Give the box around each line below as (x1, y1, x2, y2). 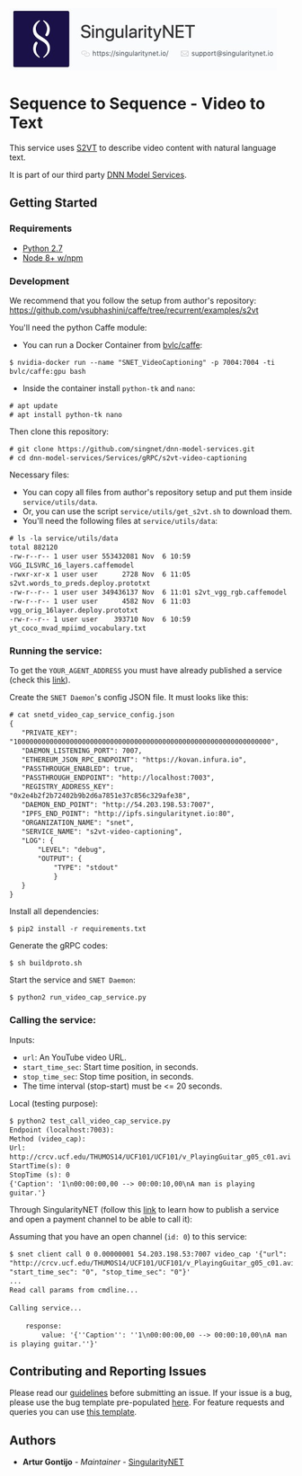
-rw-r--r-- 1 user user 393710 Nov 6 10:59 (9, 615, 191, 624)
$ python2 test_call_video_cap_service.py (9, 1116, 171, 1125)
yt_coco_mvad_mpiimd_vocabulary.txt (9, 624, 147, 633)
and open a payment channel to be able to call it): (9, 1214, 193, 1224)
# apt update (9, 401, 58, 410)
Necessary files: (9, 469, 70, 480)
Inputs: (9, 1034, 35, 1045)
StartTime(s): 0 (9, 1161, 70, 1170)
